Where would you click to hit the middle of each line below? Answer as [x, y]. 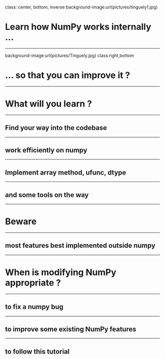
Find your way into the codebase [56, 128]
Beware [21, 221]
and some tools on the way [47, 195]
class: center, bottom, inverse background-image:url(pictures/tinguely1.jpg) [82, 7]
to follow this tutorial [37, 351]
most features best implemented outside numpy [80, 245]
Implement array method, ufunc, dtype [66, 172]
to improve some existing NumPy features [71, 329]
